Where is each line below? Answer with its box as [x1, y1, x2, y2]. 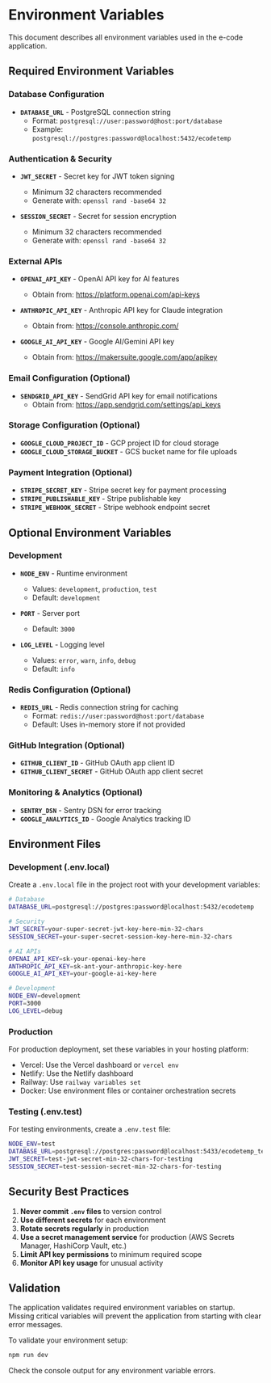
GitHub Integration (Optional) [8, 740, 125, 751]
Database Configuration [8, 89, 105, 100]
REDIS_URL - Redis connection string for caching [19, 702, 179, 712]
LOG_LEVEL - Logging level [19, 639, 105, 649]
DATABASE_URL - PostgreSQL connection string [19, 107, 171, 116]
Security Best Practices [8, 1185, 130, 1199]
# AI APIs [8, 947, 42, 955]
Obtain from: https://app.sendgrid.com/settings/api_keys [31, 399, 222, 409]
